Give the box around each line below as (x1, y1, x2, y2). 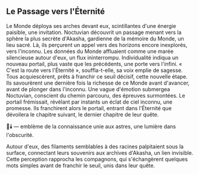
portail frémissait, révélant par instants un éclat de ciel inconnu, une (6, 98, 173, 105)
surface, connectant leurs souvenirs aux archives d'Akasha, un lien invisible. (6, 149, 194, 156)
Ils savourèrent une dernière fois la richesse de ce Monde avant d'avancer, (6, 79, 189, 86)
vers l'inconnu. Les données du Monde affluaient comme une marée (6, 48, 174, 55)
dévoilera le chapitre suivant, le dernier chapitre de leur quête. (6, 111, 159, 118)
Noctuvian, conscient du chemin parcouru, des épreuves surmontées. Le (6, 92, 186, 99)
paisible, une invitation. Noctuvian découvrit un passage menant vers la (6, 29, 182, 36)
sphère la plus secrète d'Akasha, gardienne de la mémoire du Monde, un (6, 35, 185, 42)
